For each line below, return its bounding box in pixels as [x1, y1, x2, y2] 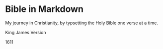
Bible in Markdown [5, 3, 83, 15]
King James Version [5, 29, 46, 35]
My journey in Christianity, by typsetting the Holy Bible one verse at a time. [5, 20, 158, 26]
